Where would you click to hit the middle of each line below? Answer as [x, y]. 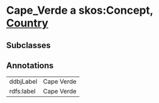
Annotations [30, 66]
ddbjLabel [23, 81]
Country [27, 23]
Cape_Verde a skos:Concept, [80, 10]
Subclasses [28, 45]
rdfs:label [22, 92]
